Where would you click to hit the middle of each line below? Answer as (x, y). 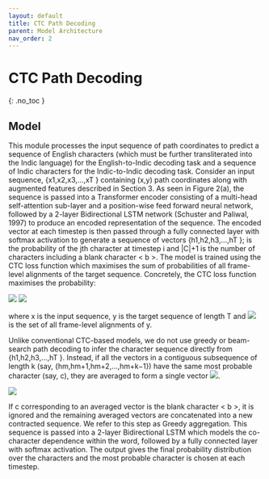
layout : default (36, 16)
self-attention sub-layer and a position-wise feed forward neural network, (131, 206)
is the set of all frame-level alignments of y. (80, 325)
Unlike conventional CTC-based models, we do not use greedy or (117, 340)
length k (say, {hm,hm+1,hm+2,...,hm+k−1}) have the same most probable (130, 366)
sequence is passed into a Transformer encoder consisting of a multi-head (133, 197)
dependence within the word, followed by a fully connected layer (150, 441)
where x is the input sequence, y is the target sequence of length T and (127, 316)
